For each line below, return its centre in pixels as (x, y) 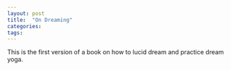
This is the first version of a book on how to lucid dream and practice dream (115, 52)
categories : (24, 26)
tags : (15, 33)
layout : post (26, 13)
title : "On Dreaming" (40, 20)
